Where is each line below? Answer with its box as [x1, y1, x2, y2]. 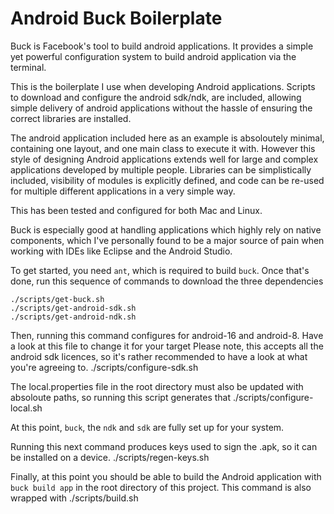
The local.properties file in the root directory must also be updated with [10, 380, 304, 392]
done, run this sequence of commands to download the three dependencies [10, 275, 324, 287]
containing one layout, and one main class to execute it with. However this [10, 142, 316, 154]
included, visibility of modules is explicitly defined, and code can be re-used [10, 174, 325, 186]
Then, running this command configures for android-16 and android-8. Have [10, 329, 324, 341]
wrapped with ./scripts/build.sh [10, 492, 139, 504]
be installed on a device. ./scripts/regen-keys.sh [10, 451, 210, 463]
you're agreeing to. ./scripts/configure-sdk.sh [10, 361, 199, 373]
